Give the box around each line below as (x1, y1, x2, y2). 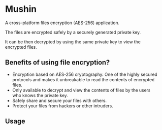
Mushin (5, 3, 37, 15)
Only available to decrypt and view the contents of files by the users (12, 87, 151, 93)
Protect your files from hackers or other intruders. (12, 102, 113, 109)
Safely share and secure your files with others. (12, 97, 107, 103)
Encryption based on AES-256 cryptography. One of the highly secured (12, 71, 158, 77)
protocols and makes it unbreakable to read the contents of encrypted (12, 76, 155, 82)
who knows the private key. (12, 92, 68, 98)
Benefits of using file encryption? (5, 58, 110, 67)
